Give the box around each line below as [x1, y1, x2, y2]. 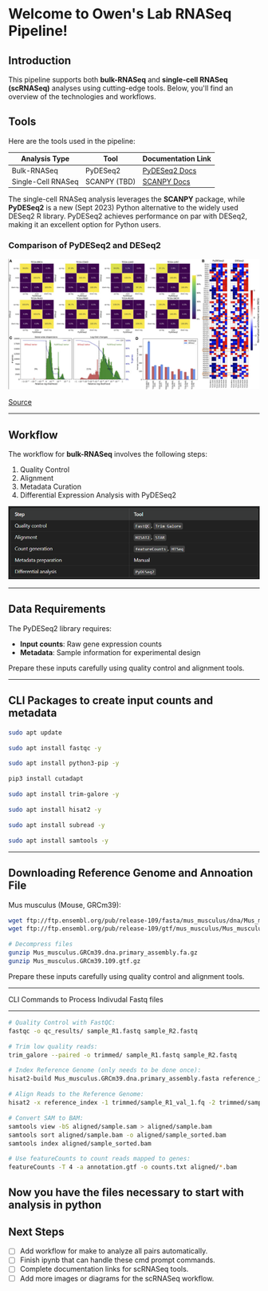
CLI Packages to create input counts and [8, 693, 214, 708]
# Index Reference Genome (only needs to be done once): [8, 1066, 202, 1074]
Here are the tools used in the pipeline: [8, 136, 136, 146]
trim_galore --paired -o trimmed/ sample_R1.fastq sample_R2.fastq [8, 1051, 238, 1059]
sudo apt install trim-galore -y [8, 790, 120, 798]
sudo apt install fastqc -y [8, 744, 102, 752]
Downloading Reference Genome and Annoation [8, 866, 254, 880]
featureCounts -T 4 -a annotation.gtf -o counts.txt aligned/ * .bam [8, 1163, 238, 1172]
